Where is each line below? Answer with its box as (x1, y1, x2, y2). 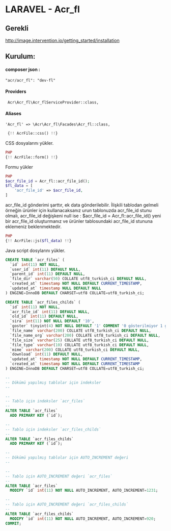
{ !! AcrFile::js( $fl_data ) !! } (5, 238, 72, 243)
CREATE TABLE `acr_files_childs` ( (5, 299, 81, 305)
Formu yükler (5, 164, 33, 170)
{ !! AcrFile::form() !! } (5, 155, 58, 160)
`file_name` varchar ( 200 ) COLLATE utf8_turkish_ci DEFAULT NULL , (10, 328, 152, 333)
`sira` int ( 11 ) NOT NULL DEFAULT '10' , (10, 319, 95, 324)
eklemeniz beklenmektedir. (5, 223, 62, 230)
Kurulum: (5, 52, 36, 61)
